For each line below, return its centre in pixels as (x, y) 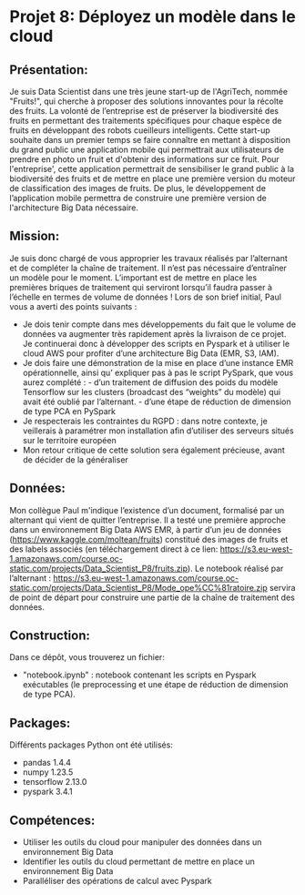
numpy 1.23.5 (48, 772)
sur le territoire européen (69, 440)
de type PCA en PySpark (69, 411)
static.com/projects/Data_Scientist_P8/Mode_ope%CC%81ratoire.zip (139, 587)
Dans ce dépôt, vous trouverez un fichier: (87, 657)
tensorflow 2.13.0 (55, 782)
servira (282, 587)
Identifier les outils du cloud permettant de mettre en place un (138, 861)
